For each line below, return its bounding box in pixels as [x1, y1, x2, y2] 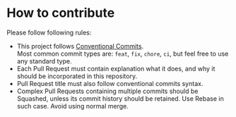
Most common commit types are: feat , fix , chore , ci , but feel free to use [16, 49, 229, 58]
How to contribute [6, 5, 115, 21]
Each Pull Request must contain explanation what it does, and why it [16, 64, 216, 73]
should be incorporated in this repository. [16, 72, 138, 80]
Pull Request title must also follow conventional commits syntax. [16, 79, 203, 87]
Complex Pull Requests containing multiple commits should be [16, 87, 199, 95]
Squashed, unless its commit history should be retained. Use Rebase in [16, 94, 224, 103]
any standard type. [16, 56, 72, 65]
